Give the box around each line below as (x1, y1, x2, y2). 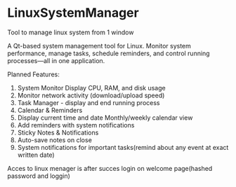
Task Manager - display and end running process (17, 98, 160, 106)
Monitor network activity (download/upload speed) (17, 91, 165, 99)
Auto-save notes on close (17, 135, 93, 144)
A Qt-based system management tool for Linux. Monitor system (7, 41, 192, 50)
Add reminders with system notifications (17, 120, 135, 129)
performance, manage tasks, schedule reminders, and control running (7, 49, 210, 57)
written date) (17, 151, 55, 159)
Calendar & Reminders (17, 106, 83, 114)
